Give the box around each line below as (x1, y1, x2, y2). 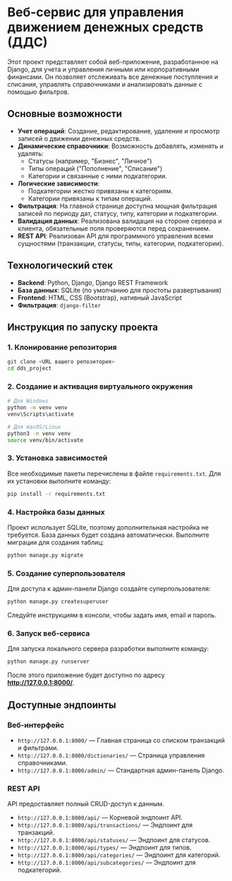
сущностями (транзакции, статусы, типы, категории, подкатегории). (17, 239, 224, 248)
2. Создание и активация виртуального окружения (7, 382, 193, 391)
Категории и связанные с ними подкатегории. (28, 171, 168, 180)
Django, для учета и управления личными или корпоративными (7, 65, 200, 73)
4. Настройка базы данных (7, 507, 105, 517)
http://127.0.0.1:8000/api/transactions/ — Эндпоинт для (17, 821, 193, 830)
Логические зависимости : (17, 179, 100, 188)
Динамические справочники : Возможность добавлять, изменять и (17, 142, 224, 150)
